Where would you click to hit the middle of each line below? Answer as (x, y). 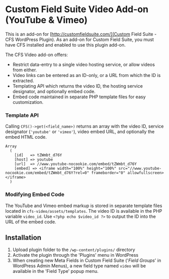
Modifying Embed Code (35, 194)
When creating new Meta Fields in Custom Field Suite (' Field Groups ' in (87, 261)
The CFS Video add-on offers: (37, 55)
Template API (22, 115)
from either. (25, 70)
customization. (28, 102)
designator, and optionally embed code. (54, 91)
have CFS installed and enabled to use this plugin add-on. (66, 45)
